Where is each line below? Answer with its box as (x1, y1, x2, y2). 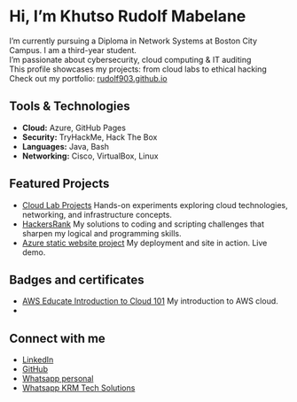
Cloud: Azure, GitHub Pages (21, 122, 127, 133)
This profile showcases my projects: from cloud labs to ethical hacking (9, 64, 268, 74)
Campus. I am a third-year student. (9, 44, 137, 55)
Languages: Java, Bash (21, 141, 109, 151)
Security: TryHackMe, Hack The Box (21, 131, 158, 143)
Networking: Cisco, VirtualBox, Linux (21, 151, 159, 161)
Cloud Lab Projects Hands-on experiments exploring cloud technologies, (21, 199, 288, 210)
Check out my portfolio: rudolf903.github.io (9, 73, 168, 83)
